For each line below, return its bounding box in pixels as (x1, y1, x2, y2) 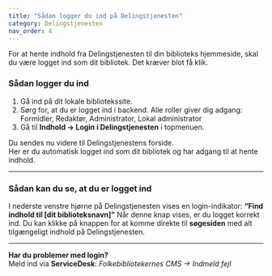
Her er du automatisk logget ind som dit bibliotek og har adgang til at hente (8, 146, 259, 156)
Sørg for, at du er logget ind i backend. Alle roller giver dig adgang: (19, 104, 243, 114)
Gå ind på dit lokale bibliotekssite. (19, 96, 133, 106)
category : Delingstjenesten (8, 19, 104, 28)
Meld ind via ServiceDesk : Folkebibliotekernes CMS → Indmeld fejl (8, 258, 232, 268)
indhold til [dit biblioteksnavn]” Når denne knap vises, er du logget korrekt (8, 210, 261, 219)
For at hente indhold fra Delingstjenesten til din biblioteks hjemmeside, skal (8, 49, 259, 59)
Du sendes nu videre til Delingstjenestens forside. (8, 138, 174, 147)
